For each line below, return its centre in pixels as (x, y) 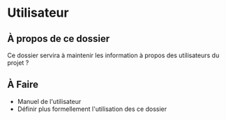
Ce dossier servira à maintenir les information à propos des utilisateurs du (113, 55)
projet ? (18, 63)
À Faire (23, 85)
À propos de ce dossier (59, 39)
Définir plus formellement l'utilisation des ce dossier (92, 109)
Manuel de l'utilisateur (49, 101)
